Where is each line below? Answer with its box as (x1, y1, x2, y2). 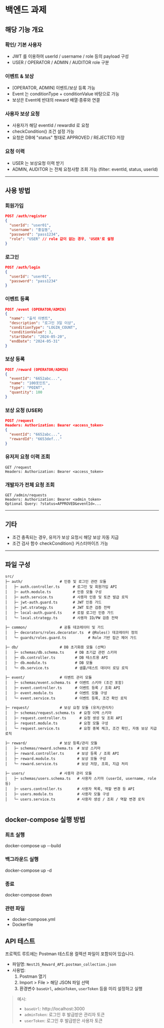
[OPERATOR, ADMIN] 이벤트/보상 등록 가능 (12, 85, 96, 91)
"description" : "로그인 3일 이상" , (9, 321, 76, 325)
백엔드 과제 (5, 4, 47, 16)
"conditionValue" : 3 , (9, 329, 54, 335)
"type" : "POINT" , (9, 385, 45, 390)
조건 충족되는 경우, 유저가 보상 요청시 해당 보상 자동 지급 (12, 534, 119, 540)
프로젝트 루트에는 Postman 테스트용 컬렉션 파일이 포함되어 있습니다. (5, 951, 135, 957)
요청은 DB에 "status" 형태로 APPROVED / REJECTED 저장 (12, 135, 125, 141)
